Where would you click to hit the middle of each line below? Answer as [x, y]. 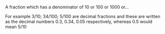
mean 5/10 [16, 27]
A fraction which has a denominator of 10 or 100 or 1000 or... [67, 7]
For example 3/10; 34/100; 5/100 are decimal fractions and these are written [83, 16]
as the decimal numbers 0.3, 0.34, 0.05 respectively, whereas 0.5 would [79, 22]
